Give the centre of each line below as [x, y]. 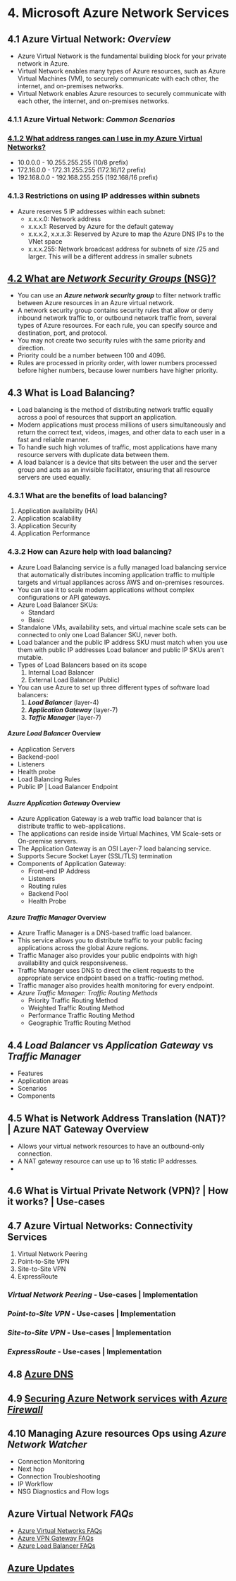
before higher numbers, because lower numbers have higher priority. [118, 371]
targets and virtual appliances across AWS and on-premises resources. [121, 582]
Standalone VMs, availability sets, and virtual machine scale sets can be [122, 627]
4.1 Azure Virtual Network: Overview [89, 39]
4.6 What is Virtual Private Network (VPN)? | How [118, 1191]
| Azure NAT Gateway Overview [78, 1129]
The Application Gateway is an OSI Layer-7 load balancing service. [114, 848]
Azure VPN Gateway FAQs [55, 1539]
